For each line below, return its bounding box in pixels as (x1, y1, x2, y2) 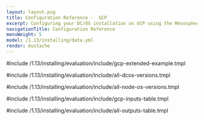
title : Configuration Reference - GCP (6, 15, 107, 21)
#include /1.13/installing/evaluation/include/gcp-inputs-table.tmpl (6, 95, 169, 102)
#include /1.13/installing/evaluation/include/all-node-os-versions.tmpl (6, 83, 180, 90)
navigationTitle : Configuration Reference (6, 26, 115, 32)
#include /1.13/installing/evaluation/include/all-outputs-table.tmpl (6, 107, 169, 114)
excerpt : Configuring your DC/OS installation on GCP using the (6, 20, 172, 26)
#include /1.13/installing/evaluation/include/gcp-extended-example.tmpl (6, 59, 186, 67)
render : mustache (6, 43, 50, 49)
